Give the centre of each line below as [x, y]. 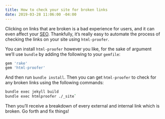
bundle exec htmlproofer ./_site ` [41, 97]
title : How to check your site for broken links [56, 10]
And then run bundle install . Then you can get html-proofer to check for [81, 77]
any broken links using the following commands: [55, 83]
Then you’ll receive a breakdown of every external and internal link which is [82, 106]
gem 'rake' [16, 63]
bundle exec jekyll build [32, 92]
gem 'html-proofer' [25, 68]
